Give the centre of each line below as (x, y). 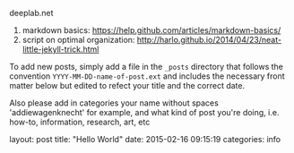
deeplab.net (31, 13)
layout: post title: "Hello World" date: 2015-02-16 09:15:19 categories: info (145, 139)
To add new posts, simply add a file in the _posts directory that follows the (147, 67)
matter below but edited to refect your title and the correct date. (127, 85)
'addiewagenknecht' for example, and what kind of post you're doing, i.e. (144, 112)
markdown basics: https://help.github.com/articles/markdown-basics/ (151, 30)
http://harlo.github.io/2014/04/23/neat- (209, 40)
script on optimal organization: (78, 40)
